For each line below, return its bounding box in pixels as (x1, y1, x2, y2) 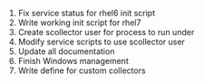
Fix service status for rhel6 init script (17, 8, 156, 18)
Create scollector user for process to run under (17, 27, 195, 37)
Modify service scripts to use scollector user (17, 36, 186, 47)
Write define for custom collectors (17, 65, 147, 76)
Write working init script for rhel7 (17, 17, 141, 28)
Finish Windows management (17, 56, 129, 66)
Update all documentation (17, 46, 115, 57)
